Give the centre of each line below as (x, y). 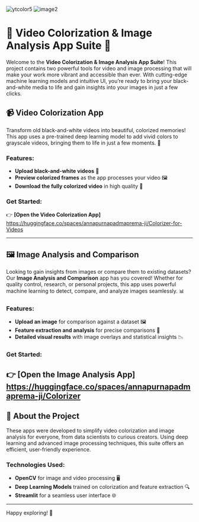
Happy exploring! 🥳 (30, 513)
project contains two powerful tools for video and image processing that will (99, 68)
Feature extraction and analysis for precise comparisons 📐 (87, 330)
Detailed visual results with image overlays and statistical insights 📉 (99, 337)
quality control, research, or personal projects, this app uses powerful (91, 284)
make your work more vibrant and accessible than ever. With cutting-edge (97, 75)
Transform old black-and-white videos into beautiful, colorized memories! (96, 130)
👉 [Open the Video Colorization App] (53, 215)
